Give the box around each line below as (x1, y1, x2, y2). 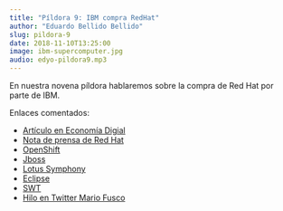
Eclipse (22, 173, 51, 184)
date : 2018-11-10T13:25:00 (9, 38, 111, 48)
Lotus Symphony (22, 164, 86, 174)
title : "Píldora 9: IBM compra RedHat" (9, 13, 160, 23)
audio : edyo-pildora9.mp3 (9, 55, 107, 64)
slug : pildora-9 (9, 30, 71, 39)
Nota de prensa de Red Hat (22, 135, 125, 145)
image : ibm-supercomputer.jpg (9, 47, 124, 56)
